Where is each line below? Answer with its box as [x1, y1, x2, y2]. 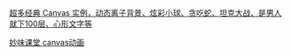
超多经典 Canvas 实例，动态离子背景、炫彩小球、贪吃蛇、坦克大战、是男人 [9, 8, 282, 17]
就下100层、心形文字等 [9, 18, 93, 29]
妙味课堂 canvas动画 [9, 38, 85, 47]
